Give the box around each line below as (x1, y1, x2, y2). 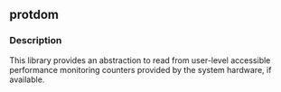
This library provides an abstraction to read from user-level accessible (9, 54, 271, 66)
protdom (9, 7, 59, 23)
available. (9, 74, 45, 85)
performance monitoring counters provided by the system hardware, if (9, 64, 272, 75)
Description (9, 34, 62, 47)
